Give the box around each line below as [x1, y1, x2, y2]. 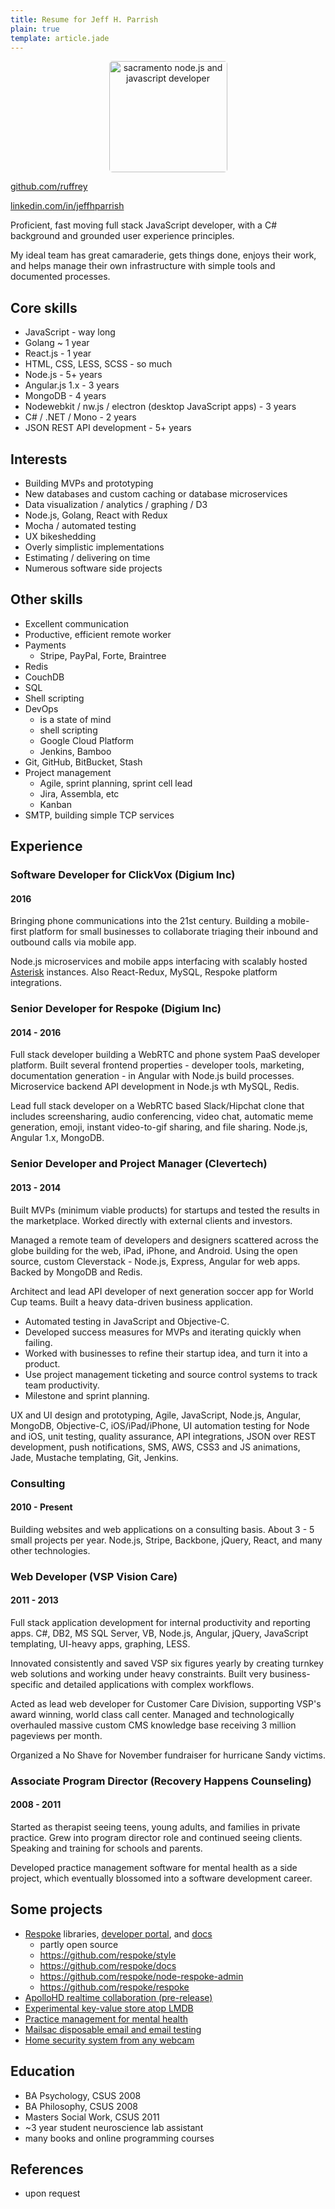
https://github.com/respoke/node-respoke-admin [39, 1970, 244, 1982]
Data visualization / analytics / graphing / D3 [24, 499, 208, 510]
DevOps [24, 702, 59, 715]
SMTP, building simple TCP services [24, 809, 175, 821]
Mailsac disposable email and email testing [24, 2023, 202, 2035]
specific [10, 1678, 44, 1690]
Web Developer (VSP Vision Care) [10, 1569, 178, 1583]
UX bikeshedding [24, 531, 97, 542]
